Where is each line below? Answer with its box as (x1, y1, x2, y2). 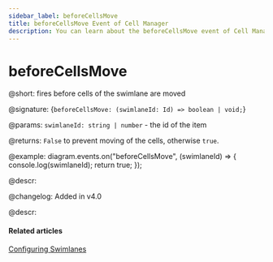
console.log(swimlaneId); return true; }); (8, 160, 142, 170)
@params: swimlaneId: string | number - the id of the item (8, 120, 207, 130)
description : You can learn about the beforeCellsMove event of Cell (8, 27, 249, 35)
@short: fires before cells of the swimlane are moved (8, 88, 186, 98)
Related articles (8, 225, 63, 235)
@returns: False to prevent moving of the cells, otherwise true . (8, 135, 219, 146)
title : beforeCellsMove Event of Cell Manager (8, 19, 169, 28)
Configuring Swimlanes (8, 244, 87, 254)
